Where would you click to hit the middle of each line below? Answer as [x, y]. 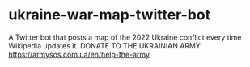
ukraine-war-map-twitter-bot [110, 15]
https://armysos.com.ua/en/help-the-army [79, 54]
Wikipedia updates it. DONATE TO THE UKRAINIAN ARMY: [105, 45]
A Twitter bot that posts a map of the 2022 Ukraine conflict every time [125, 37]
